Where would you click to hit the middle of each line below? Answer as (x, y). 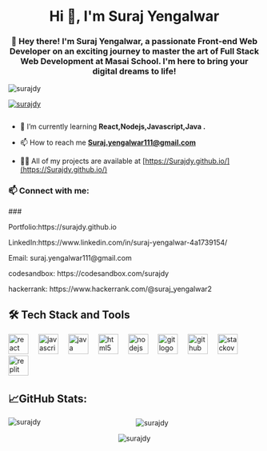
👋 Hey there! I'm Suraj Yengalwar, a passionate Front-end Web (134, 42)
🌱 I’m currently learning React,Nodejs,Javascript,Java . (113, 126)
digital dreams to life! (134, 71)
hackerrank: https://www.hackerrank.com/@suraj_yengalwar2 (110, 289)
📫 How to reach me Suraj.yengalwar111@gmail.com (108, 142)
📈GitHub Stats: (48, 399)
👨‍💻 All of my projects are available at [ (82, 161)
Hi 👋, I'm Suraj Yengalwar (134, 16)
